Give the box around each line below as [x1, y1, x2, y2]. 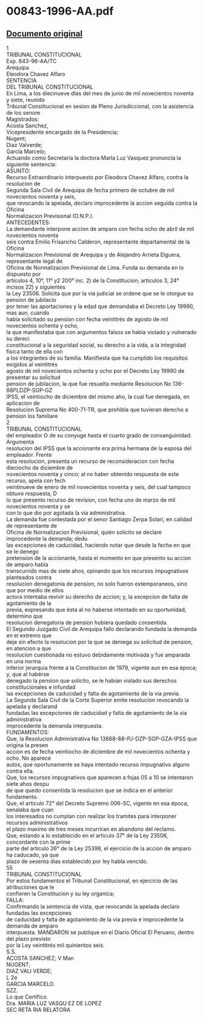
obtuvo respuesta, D [6, 490, 58, 497]
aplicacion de [6, 400, 40, 406]
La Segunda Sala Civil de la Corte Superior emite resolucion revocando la [6, 697, 189, 703]
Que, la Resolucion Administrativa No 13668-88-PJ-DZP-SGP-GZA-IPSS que [6, 735, 197, 742]
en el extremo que [6, 632, 52, 639]
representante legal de [6, 258, 63, 265]
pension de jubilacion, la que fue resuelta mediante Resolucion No [6, 380, 171, 387]
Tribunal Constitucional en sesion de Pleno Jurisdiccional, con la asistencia [6, 103, 194, 110]
